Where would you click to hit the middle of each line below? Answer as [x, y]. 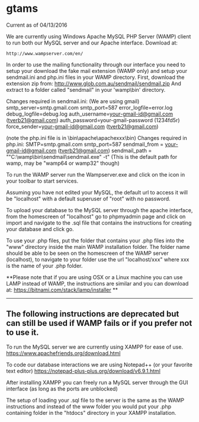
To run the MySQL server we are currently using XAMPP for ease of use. [95, 347]
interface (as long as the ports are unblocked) [62, 389]
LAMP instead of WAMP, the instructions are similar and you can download [97, 283]
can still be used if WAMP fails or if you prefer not [99, 323]
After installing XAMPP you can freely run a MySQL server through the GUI [97, 382]
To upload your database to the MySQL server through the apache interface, [99, 210]
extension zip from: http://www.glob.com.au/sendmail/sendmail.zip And [94, 83]
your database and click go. [40, 229]
